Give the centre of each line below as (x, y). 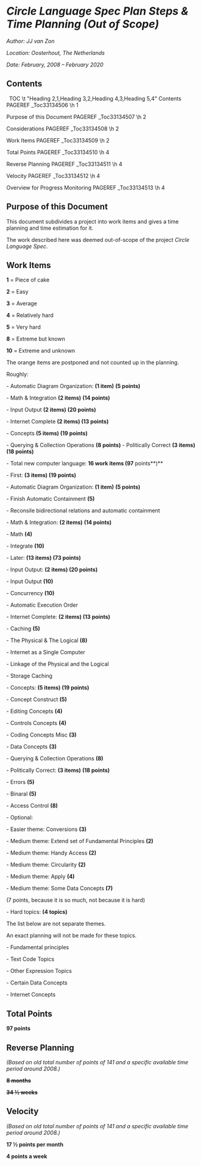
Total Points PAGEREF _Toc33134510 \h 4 (58, 152)
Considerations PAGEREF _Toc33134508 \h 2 (63, 129)
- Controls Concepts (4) (37, 723)
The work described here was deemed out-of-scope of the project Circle (98, 239)
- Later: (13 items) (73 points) (44, 558)
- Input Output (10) (30, 581)
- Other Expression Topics (39, 971)
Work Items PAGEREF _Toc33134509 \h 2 (58, 140)
